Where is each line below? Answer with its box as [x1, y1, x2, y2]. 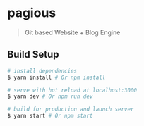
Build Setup [7, 49, 59, 61]
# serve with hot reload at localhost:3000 [7, 87, 138, 94]
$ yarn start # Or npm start [7, 113, 93, 120]
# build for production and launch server [7, 106, 134, 113]
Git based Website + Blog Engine [24, 28, 121, 37]
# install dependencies [7, 67, 78, 75]
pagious [7, 5, 56, 21]
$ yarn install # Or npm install [7, 74, 106, 81]
